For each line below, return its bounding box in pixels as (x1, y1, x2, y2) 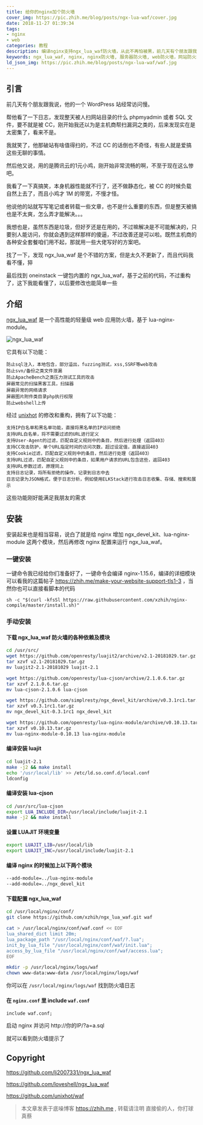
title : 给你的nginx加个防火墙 (6, 8, 76, 15)
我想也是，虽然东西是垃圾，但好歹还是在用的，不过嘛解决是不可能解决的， (6, 224, 192, 231)
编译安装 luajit (6, 745, 42, 752)
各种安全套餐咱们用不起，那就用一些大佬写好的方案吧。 (6, 239, 144, 246)
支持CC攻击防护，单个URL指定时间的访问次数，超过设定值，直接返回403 (6, 444, 159, 450)
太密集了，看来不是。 (6, 128, 59, 136)
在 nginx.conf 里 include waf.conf (6, 997, 90, 1004)
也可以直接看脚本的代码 (16, 585, 76, 592)
